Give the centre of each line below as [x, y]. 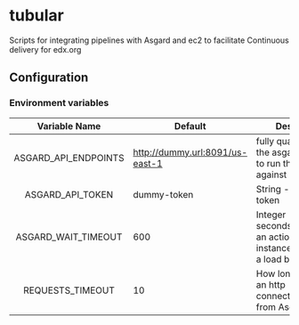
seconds [274, 225]
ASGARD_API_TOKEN [69, 194]
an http [271, 284]
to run [268, 163]
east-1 [148, 163]
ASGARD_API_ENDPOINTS [69, 158]
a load [269, 259]
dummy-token [163, 194]
